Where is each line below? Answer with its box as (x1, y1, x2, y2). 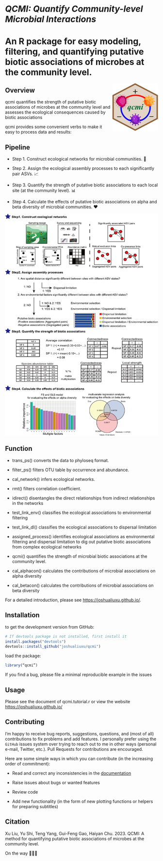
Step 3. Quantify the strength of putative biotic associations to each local (12, 182, 158, 188)
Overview (5, 86, 35, 94)
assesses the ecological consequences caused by (5, 109, 106, 115)
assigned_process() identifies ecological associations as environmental (12, 533, 155, 539)
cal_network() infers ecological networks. (12, 476, 96, 482)
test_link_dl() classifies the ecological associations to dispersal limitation (12, 524, 157, 530)
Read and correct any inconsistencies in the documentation (12, 770, 131, 776)
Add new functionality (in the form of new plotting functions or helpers (12, 798, 153, 804)
